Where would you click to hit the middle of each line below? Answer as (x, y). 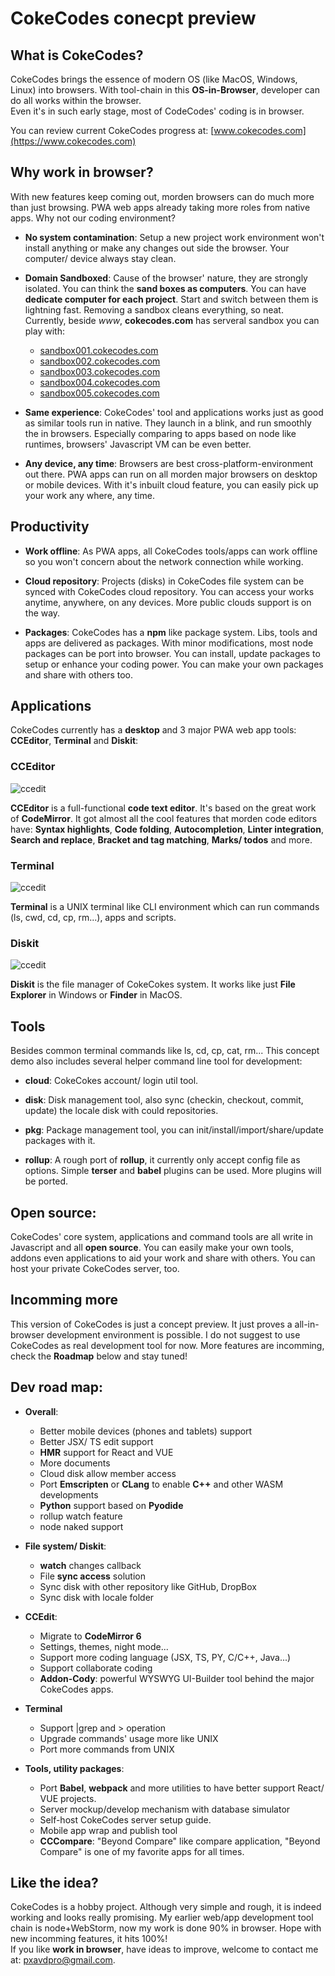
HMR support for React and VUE (106, 1452)
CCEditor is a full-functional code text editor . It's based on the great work (163, 808)
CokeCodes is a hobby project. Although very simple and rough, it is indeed (166, 1907)
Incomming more (64, 1300)
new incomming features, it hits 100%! (89, 1939)
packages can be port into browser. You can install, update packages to (172, 653)
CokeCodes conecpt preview (133, 18)
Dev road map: (56, 1387)
